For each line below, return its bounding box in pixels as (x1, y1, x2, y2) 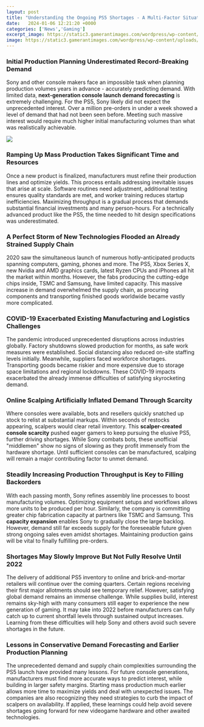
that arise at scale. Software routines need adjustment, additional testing (6, 185, 188, 192)
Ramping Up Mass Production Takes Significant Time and (6, 150, 179, 159)
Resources (6, 158, 39, 167)
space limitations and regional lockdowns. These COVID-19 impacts (6, 368, 176, 375)
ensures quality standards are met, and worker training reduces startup (6, 191, 185, 198)
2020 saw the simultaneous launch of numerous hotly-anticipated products (6, 254, 195, 261)
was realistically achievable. (6, 124, 76, 131)
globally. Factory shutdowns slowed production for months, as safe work (6, 342, 188, 350)
